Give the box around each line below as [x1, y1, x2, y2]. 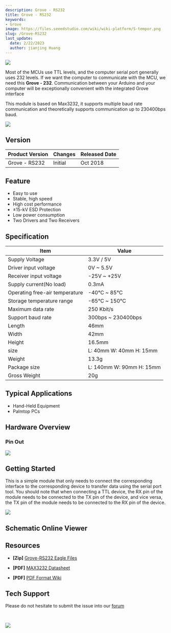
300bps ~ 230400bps [88, 314, 142, 321]
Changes [53, 151, 76, 158]
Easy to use [12, 190, 37, 196]
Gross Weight [8, 372, 41, 379]
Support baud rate [8, 314, 52, 321]
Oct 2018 [80, 159, 104, 166]
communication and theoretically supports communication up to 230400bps [5, 106, 166, 112]
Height [8, 339, 24, 346]
